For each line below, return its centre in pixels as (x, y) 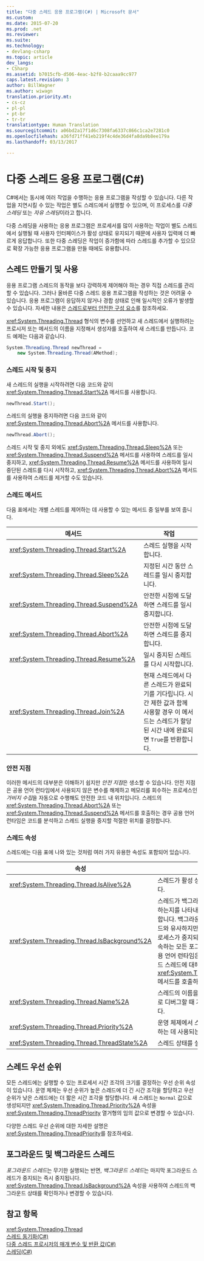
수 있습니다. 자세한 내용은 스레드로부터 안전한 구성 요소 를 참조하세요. (87, 308)
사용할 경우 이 (162, 712)
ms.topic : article (29, 57)
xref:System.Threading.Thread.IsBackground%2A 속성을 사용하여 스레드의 (98, 1185)
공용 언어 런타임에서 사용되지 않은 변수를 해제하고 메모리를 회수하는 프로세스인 (105, 790)
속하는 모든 (172, 947)
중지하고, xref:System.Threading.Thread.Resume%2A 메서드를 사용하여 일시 (99, 462)
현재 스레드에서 (164, 675)
